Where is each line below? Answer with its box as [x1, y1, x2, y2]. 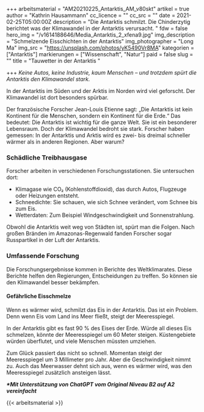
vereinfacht [6, 387, 37, 394]
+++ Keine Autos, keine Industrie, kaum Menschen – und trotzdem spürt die [6, 69, 197, 76]
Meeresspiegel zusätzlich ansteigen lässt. [6, 369, 112, 376]
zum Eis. [15, 205, 37, 213]
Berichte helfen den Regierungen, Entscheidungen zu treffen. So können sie [6, 272, 197, 279]
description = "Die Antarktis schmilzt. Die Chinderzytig [53, 18, 191, 25]
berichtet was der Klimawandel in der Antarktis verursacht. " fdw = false [6, 24, 188, 32]
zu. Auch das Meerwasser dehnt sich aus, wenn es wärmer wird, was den [6, 362, 192, 369]
